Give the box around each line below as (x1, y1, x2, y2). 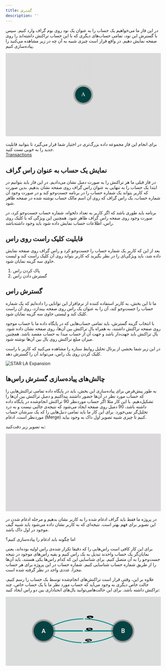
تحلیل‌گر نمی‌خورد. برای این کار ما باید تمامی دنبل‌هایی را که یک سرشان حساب (5, 409, 148, 414)
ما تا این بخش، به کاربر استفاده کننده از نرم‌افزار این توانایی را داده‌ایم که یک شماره (5, 300, 157, 306)
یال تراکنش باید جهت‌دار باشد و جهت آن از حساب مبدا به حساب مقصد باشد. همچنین (5, 331, 158, 336)
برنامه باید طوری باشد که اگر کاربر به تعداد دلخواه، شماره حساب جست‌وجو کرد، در (5, 210, 157, 216)
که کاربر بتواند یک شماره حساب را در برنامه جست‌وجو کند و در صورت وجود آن (5, 190, 148, 196)
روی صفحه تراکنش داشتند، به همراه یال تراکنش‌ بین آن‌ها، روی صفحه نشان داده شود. (5, 326, 161, 332)
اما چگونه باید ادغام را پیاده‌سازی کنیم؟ (5, 536, 76, 542)
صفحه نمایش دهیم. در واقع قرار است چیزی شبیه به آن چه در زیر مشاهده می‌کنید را (5, 37, 157, 44)
